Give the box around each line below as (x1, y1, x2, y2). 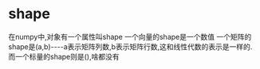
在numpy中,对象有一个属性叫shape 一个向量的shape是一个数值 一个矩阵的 (8, 32, 252, 41)
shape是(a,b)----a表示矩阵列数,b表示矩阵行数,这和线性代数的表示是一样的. (8, 41, 253, 52)
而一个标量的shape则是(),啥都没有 (8, 52, 120, 61)
